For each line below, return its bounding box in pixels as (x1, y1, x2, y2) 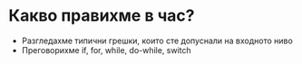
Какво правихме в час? (8, 5, 195, 26)
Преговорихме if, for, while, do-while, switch (21, 44, 191, 55)
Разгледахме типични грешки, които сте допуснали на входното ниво (21, 35, 294, 46)
